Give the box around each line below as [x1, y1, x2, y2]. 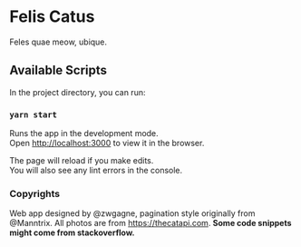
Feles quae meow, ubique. [9, 36, 107, 47]
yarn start [9, 109, 57, 120]
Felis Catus [9, 6, 95, 27]
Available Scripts [9, 63, 107, 78]
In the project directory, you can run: [9, 86, 146, 97]
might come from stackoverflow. [9, 227, 135, 238]
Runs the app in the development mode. [9, 128, 159, 139]
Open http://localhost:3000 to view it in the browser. [9, 138, 205, 149]
